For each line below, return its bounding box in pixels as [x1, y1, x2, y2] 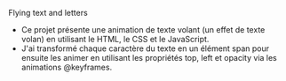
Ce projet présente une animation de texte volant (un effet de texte [20, 25, 266, 34]
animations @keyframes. [20, 62, 113, 72]
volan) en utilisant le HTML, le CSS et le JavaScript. [20, 34, 210, 44]
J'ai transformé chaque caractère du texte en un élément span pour [20, 43, 270, 54]
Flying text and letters [8, 8, 88, 18]
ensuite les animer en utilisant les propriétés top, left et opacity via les [20, 53, 277, 63]
